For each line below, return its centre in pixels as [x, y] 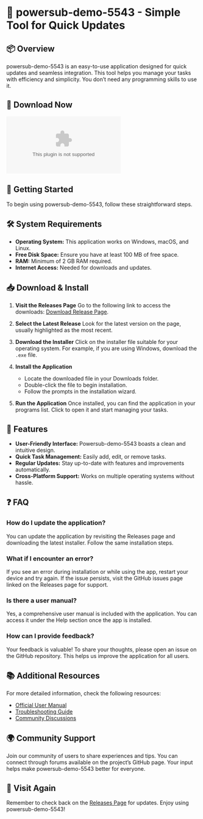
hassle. [24, 483]
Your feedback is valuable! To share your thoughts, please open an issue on [101, 649]
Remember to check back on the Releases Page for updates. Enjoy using [98, 803]
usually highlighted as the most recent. [64, 330]
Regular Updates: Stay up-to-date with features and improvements [100, 463]
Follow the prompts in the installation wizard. [80, 392]
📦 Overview [30, 48]
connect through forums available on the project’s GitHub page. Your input [100, 762]
